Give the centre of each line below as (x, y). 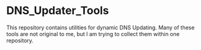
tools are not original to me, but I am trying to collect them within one (93, 34)
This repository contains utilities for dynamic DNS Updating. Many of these (100, 27)
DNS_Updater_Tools (58, 11)
